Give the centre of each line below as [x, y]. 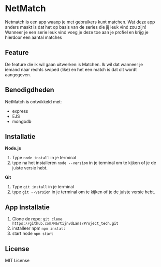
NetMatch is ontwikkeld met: [33, 101]
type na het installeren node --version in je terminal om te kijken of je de [84, 163]
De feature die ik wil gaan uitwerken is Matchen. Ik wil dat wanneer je [74, 64]
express [20, 111]
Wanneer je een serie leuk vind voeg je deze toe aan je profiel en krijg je [77, 32]
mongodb [22, 121]
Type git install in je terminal [43, 187]
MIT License [17, 260]
